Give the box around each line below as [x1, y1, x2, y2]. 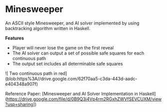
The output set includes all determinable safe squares [12, 60, 123, 66]
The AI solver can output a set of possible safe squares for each [12, 50, 145, 56]
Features [5, 35, 24, 41]
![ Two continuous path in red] [5, 70, 67, 76]
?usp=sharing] [5, 101, 35, 107]
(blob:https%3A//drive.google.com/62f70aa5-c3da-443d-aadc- [5, 75, 138, 81]
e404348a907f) [5, 81, 38, 87]
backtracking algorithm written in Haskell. [5, 25, 91, 31]
